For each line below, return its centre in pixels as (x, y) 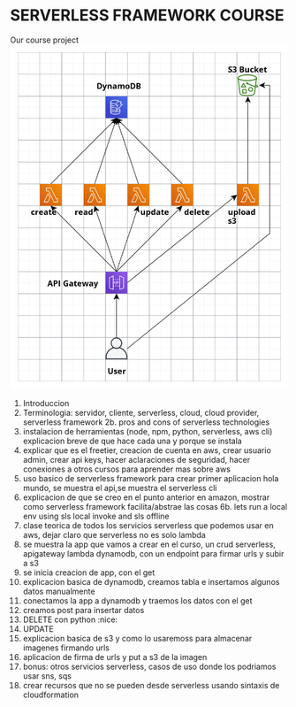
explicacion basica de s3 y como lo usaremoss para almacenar (137, 639)
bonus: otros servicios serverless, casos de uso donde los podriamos (149, 667)
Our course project (44, 40)
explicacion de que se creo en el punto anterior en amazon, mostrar (146, 497)
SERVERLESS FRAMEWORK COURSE (148, 15)
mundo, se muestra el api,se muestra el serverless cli (120, 488)
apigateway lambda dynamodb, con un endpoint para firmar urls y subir (153, 554)
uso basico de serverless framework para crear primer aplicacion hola (151, 479)
